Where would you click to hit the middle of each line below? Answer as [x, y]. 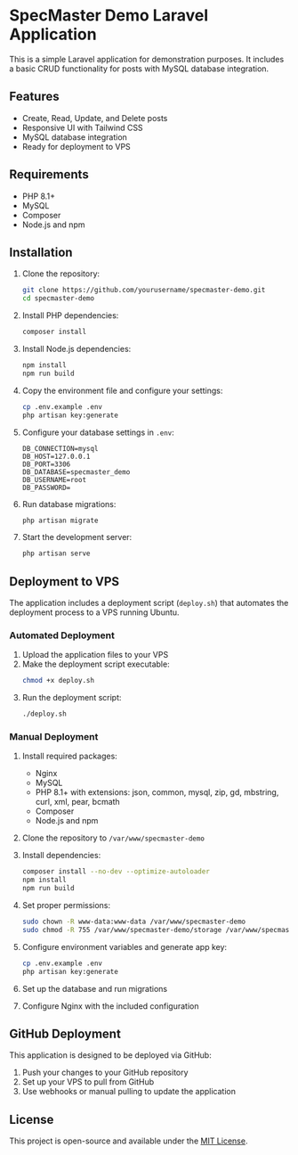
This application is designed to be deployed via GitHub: [110, 1055]
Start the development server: [77, 537]
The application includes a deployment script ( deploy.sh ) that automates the [149, 603]
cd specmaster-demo [58, 299]
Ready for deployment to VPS [76, 146]
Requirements [49, 175]
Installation [41, 252]
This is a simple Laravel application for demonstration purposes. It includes [147, 59]
